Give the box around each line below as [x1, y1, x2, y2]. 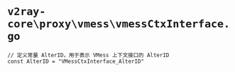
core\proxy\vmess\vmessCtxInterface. [7, 18, 231, 31]
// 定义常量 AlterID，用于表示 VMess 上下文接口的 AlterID [7, 52, 170, 59]
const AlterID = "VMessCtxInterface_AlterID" [7, 58, 144, 65]
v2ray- [7, 5, 46, 18]
